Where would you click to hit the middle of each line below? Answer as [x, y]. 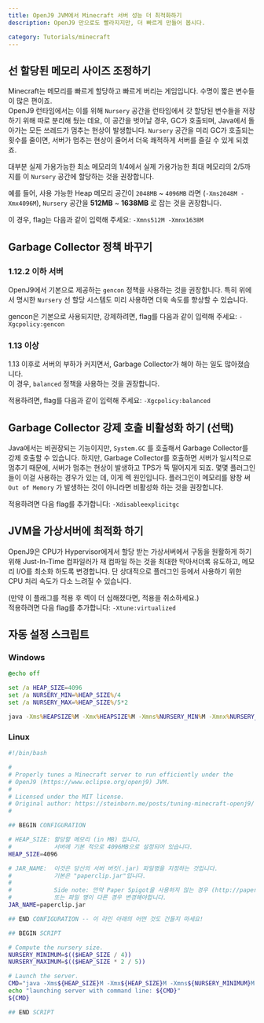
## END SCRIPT [31, 1012]
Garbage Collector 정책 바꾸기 [81, 247]
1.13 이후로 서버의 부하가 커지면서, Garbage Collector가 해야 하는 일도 [115, 364]
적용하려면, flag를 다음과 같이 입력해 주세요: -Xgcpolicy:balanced [109, 401]
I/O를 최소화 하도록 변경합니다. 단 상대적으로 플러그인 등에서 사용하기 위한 [129, 571]
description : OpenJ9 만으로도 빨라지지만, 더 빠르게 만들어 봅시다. [107, 23]
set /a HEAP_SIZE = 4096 [45, 688]
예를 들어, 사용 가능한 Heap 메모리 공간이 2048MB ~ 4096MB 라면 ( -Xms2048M [123, 193]
